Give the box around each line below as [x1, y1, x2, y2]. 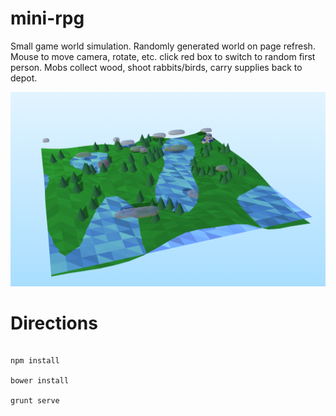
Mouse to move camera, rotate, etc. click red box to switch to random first [10, 50, 316, 62]
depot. [10, 72, 38, 84]
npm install [10, 356, 60, 366]
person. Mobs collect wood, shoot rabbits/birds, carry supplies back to [10, 61, 303, 73]
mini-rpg [10, 7, 85, 30]
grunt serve [10, 396, 60, 406]
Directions [10, 312, 98, 334]
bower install [10, 376, 70, 386]
